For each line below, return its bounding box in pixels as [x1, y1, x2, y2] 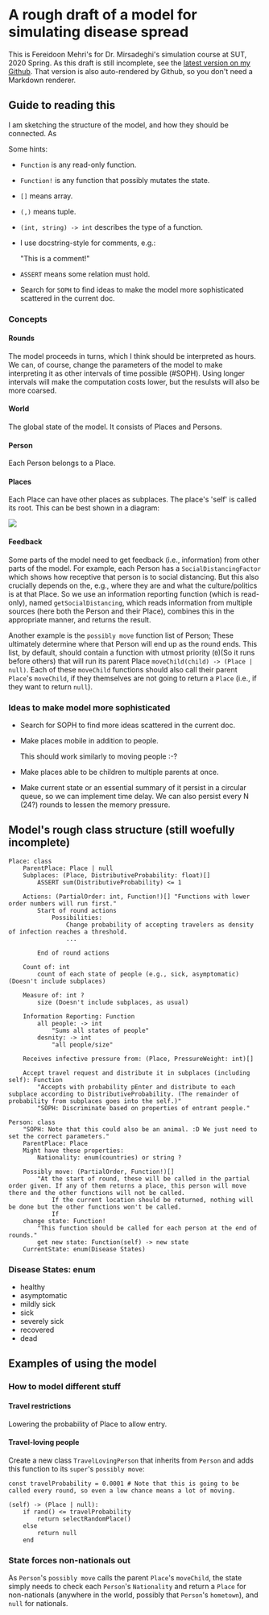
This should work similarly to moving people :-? [19, 751, 178, 761]
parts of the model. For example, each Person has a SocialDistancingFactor [8, 563, 262, 573]
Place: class [8, 857, 52, 865]
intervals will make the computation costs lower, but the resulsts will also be [8, 377, 260, 386]
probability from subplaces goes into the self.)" [8, 1097, 182, 1105]
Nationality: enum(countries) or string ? [37, 1153, 182, 1162]
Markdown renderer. [8, 75, 77, 85]
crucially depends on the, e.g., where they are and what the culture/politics [8, 581, 258, 590]
